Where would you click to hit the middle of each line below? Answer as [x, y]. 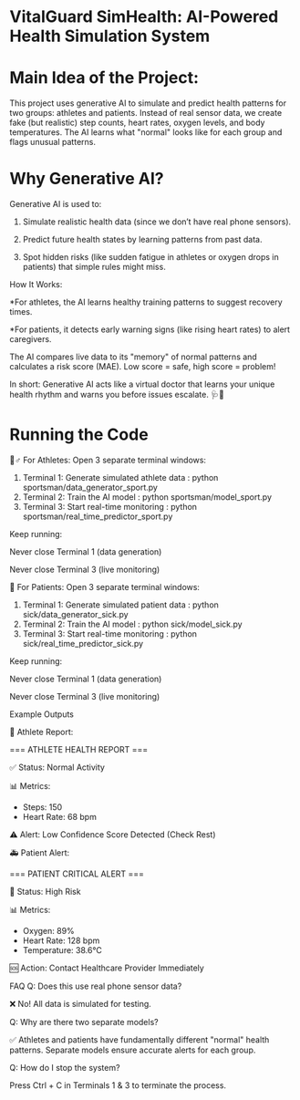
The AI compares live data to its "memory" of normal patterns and [133, 357]
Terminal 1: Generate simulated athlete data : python [120, 477]
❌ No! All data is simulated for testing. [81, 1004]
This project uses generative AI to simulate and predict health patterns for [148, 103]
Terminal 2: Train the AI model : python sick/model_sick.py [133, 624]
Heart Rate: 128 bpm [61, 940]
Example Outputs [42, 714]
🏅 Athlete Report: [41, 732]
